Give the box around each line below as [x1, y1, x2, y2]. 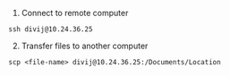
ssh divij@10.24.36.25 [8, 25, 93, 34]
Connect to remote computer [21, 8, 129, 18]
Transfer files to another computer [21, 40, 149, 51]
